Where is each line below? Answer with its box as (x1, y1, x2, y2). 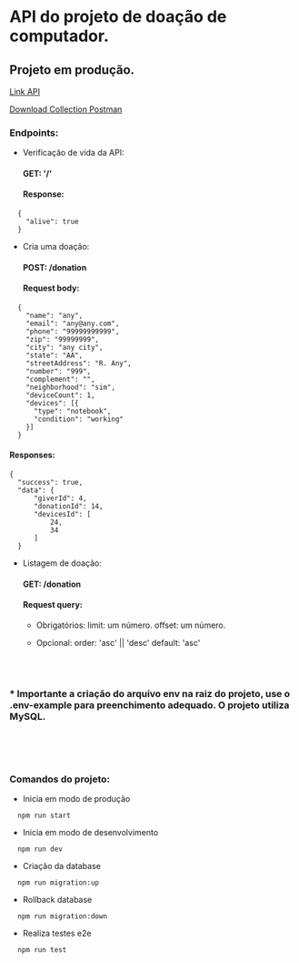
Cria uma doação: (22, 241, 90, 252)
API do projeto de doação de (9, 6, 227, 27)
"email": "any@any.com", (25, 319, 120, 328)
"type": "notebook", (33, 406, 112, 415)
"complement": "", (25, 374, 95, 384)
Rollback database (22, 895, 93, 906)
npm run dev (17, 845, 64, 854)
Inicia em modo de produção (22, 794, 131, 804)
